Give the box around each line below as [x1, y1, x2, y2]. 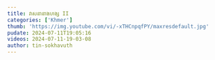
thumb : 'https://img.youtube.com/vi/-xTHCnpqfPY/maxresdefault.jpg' [7, 23, 209, 30]
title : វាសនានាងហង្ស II [7, 10, 69, 17]
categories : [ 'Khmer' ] [7, 17, 73, 23]
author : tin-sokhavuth [7, 42, 73, 49]
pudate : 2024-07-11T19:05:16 [7, 29, 92, 37]
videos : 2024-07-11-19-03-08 [7, 36, 92, 43]
